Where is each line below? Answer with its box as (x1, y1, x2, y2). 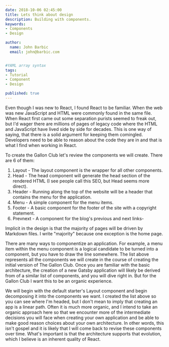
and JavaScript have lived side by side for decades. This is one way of (5, 126, 152, 132)
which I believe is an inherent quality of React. (5, 336, 101, 342)
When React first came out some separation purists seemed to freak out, (5, 115, 156, 121)
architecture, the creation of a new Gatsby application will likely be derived (5, 267, 160, 273)
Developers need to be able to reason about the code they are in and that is (5, 137, 162, 143)
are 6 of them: (5, 157, 35, 163)
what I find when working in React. (5, 142, 77, 148)
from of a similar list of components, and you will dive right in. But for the (5, 272, 156, 278)
